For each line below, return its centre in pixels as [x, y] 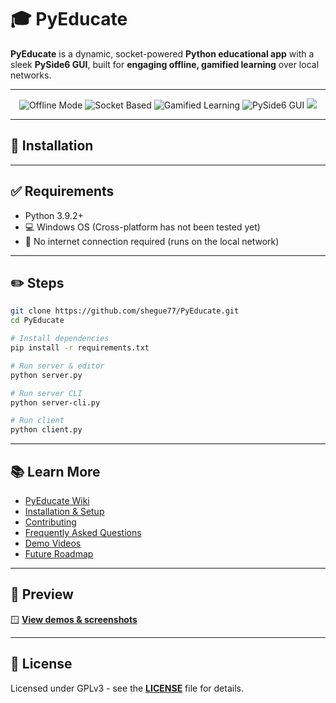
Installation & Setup [64, 511]
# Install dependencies [60, 339]
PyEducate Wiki [57, 500]
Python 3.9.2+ [54, 215]
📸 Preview [42, 594]
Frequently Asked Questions [83, 532]
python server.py [46, 375]
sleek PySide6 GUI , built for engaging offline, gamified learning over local [165, 64]
